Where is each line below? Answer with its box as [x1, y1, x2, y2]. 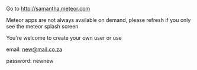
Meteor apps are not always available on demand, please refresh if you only [6, 17, 191, 23]
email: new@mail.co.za [6, 46, 63, 53]
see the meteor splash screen [6, 23, 79, 30]
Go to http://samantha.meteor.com [6, 5, 91, 12]
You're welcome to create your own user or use [6, 34, 122, 41]
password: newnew [6, 58, 54, 64]
